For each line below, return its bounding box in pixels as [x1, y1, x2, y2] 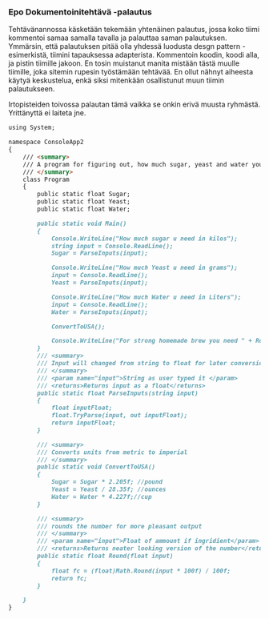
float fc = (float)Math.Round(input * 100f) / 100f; [50, 567, 231, 575]
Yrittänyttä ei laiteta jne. [8, 108, 86, 118]
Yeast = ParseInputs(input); [50, 279, 149, 287]
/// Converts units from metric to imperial [37, 448, 188, 456]
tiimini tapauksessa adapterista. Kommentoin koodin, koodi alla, [50, 50, 260, 60]
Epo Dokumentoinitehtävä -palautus [8, 6, 152, 18]
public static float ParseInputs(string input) [37, 389, 199, 397]
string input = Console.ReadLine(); [50, 242, 174, 250]
